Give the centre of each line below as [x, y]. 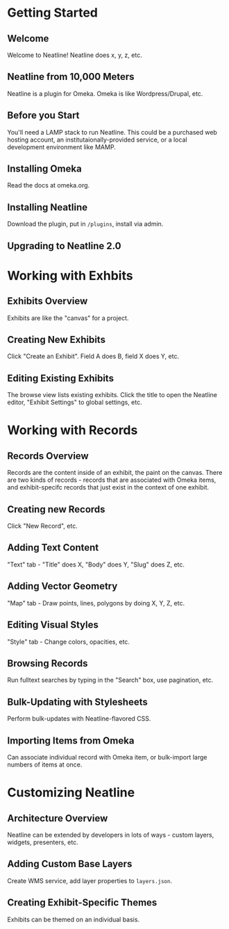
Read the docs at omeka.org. [49, 185]
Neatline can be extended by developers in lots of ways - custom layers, [111, 835]
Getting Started [53, 13]
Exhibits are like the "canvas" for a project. [68, 318]
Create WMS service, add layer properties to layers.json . [90, 880]
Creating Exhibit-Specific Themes [82, 903]
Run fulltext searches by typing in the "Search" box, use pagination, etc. [110, 680]
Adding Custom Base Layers [70, 864]
